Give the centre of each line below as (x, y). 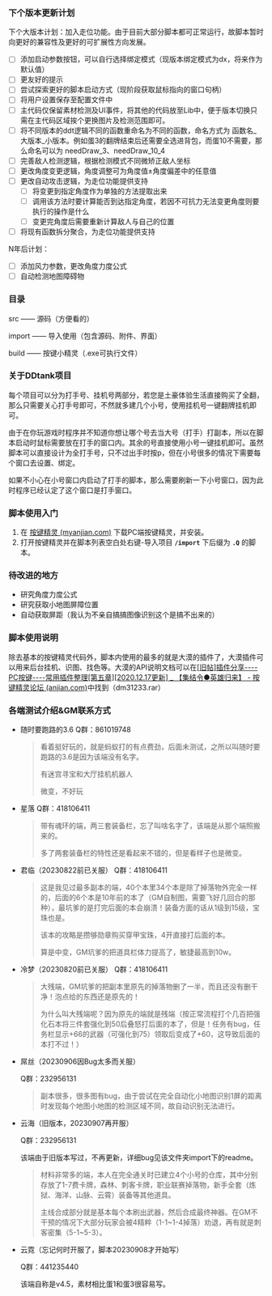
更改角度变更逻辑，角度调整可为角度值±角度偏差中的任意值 (118, 171)
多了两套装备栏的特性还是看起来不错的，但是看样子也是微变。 (143, 853)
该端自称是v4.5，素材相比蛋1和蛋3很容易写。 (95, 1284)
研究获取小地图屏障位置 (59, 605)
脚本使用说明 (34, 638)
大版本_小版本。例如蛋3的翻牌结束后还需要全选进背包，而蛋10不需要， (138, 140)
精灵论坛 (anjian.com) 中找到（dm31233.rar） (90, 687)
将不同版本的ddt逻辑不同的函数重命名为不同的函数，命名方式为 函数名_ (138, 130)
